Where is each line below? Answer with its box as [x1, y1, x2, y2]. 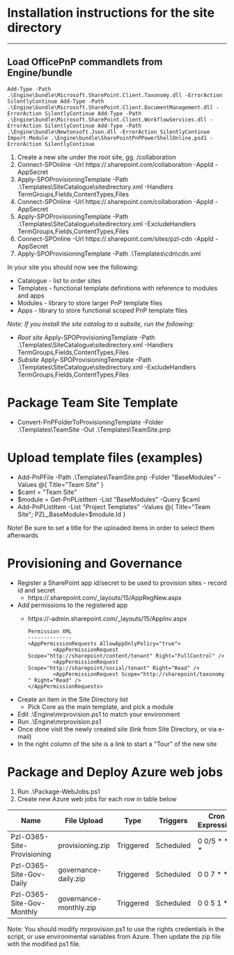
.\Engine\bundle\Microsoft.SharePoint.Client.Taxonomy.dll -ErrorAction [7, 92, 223, 99]
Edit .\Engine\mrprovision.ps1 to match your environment [17, 710, 180, 718]
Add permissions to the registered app [17, 601, 128, 609]
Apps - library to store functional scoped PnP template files [17, 306, 188, 314]
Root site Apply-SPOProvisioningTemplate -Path [17, 333, 155, 342]
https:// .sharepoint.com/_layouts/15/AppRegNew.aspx [27, 593, 182, 602]
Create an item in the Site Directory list [17, 695, 129, 704]
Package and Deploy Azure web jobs [7, 764, 224, 780]
